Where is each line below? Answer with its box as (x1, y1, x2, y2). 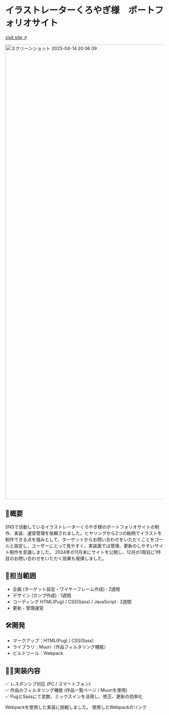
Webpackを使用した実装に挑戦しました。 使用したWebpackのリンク (5, 704, 147, 710)
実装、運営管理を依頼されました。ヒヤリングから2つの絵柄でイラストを (14, 530, 162, 536)
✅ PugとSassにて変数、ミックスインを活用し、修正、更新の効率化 (5, 693, 143, 700)
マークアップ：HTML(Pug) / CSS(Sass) (12, 638, 94, 644)
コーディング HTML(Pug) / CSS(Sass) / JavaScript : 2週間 (12, 598, 132, 604)
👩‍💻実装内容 (5, 666, 41, 675)
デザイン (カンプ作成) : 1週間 (12, 592, 71, 598)
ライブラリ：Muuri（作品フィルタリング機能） (12, 644, 109, 650)
